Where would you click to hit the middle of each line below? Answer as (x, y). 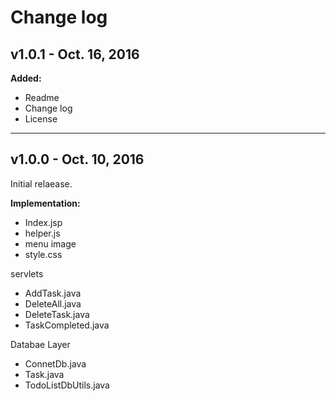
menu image (50, 243)
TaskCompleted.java (67, 325)
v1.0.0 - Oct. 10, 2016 (77, 159)
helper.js (42, 233)
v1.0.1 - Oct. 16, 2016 (75, 54)
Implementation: (45, 203)
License (41, 119)
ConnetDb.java (55, 363)
